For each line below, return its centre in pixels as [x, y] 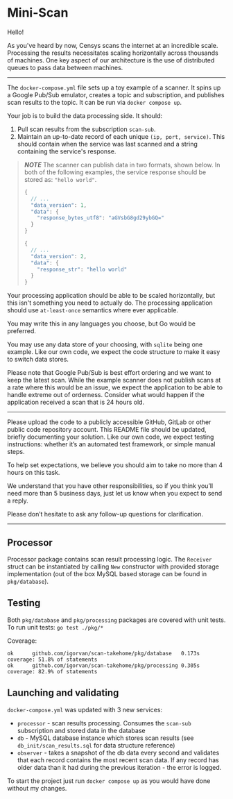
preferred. [22, 331]
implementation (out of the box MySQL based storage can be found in [107, 574]
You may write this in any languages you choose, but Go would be [102, 323]
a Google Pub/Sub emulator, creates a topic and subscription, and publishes [116, 94]
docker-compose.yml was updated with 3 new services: [85, 709]
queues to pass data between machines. [65, 67]
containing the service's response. [67, 151]
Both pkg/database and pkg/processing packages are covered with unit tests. [116, 620]
